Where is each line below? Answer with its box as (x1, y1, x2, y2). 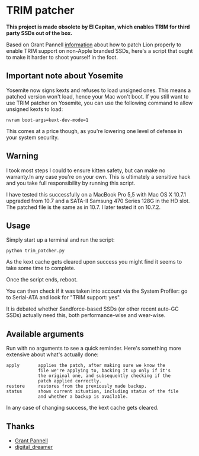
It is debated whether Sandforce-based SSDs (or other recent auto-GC (6, 305, 179, 312)
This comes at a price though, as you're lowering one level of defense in (6, 127, 182, 134)
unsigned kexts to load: (6, 105, 63, 113)
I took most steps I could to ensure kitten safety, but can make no (6, 167, 166, 174)
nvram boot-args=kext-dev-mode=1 (6, 117, 89, 123)
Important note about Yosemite (6, 71, 123, 81)
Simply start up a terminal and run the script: (6, 236, 115, 243)
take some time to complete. (6, 265, 76, 272)
